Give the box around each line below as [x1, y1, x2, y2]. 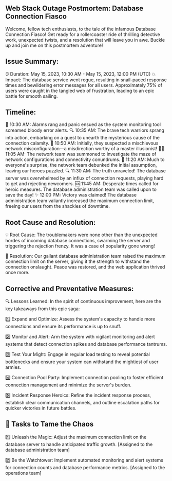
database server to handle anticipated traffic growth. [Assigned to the [5, 441, 153, 447]
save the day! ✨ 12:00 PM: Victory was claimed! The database [5, 192, 137, 198]
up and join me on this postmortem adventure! [5, 42, 103, 48]
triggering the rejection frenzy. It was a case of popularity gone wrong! [5, 243, 155, 249]
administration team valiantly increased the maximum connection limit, [5, 198, 155, 204]
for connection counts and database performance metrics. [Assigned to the [5, 464, 165, 470]
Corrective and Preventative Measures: [5, 284, 134, 293]
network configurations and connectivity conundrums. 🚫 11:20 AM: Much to [5, 156, 165, 163]
